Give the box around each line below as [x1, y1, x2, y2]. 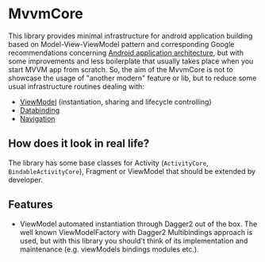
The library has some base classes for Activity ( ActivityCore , [8, 158, 209, 168]
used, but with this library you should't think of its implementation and [19, 236, 248, 245]
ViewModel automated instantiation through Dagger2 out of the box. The [19, 219, 258, 229]
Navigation [19, 114, 56, 123]
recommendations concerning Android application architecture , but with [8, 48, 244, 57]
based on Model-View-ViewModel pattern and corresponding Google [8, 39, 235, 48]
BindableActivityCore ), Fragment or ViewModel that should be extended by [8, 166, 256, 175]
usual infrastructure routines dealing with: [8, 81, 145, 91]
